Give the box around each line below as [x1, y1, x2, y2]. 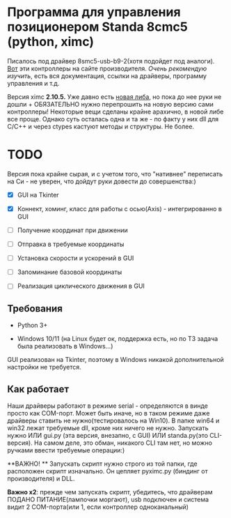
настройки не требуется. [7, 363, 81, 372]
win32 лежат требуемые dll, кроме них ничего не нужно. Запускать [7, 423, 209, 432]
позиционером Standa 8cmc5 [7, 19, 188, 35]
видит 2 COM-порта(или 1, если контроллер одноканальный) [7, 503, 189, 511]
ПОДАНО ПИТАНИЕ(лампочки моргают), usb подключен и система [7, 495, 209, 503]
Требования [7, 303, 63, 314]
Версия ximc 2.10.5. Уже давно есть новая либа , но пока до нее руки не [7, 92, 222, 101]
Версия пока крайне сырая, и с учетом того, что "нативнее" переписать [7, 169, 223, 178]
